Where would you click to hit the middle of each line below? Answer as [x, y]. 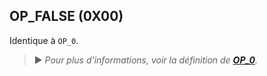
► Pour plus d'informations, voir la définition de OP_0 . [145, 60]
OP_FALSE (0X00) [66, 16]
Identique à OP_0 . [44, 40]
